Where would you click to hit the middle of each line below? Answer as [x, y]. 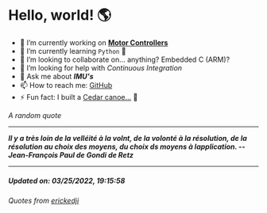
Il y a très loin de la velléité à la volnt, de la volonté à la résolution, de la [128, 138]
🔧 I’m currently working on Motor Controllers [94, 42]
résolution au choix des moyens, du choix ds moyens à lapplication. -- [127, 146]
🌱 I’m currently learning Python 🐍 [73, 51]
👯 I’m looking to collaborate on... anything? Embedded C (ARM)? [125, 59]
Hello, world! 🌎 [60, 15]
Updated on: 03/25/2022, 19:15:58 [67, 181]
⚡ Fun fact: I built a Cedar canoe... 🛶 [79, 97]
